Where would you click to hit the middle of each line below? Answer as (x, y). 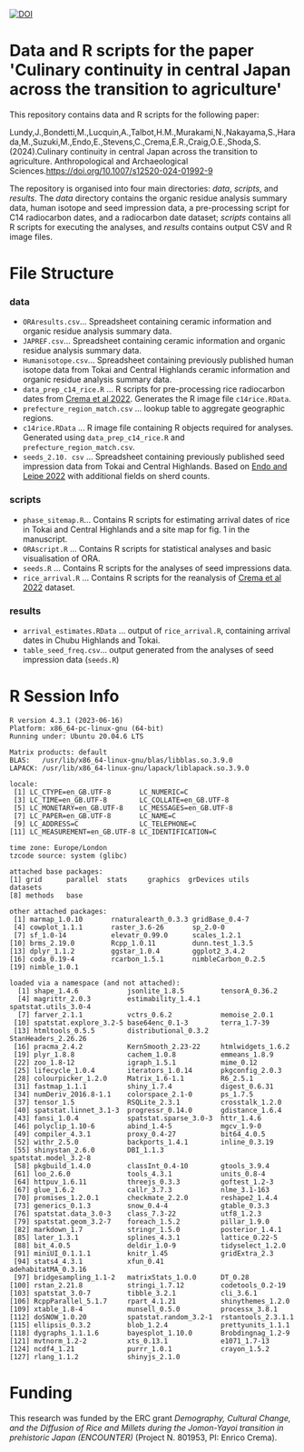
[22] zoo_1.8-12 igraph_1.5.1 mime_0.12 (135, 1062)
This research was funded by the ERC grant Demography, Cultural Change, (150, 1417)
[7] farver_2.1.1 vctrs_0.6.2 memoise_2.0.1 (146, 1015)
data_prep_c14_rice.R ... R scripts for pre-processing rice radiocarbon (154, 389)
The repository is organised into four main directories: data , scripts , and (144, 188)
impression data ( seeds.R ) (71, 660)
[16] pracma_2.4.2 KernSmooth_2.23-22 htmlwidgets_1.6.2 (152, 1046)
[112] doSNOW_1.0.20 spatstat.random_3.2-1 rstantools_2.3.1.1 (152, 1317)
